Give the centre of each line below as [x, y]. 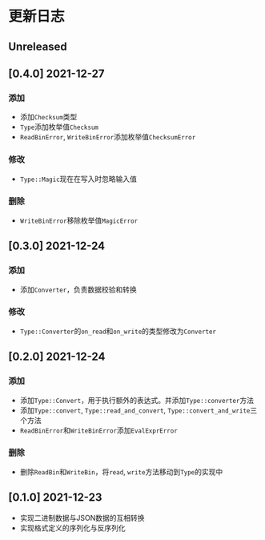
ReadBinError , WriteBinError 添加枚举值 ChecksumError [108, 137]
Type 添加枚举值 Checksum [59, 127]
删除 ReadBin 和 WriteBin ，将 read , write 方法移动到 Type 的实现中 [121, 471]
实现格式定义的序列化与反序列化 [72, 528]
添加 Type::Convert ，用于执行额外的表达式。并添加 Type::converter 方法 [137, 400]
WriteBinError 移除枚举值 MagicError [79, 220]
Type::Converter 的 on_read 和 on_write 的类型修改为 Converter [118, 331]
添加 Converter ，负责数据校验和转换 [78, 289]
